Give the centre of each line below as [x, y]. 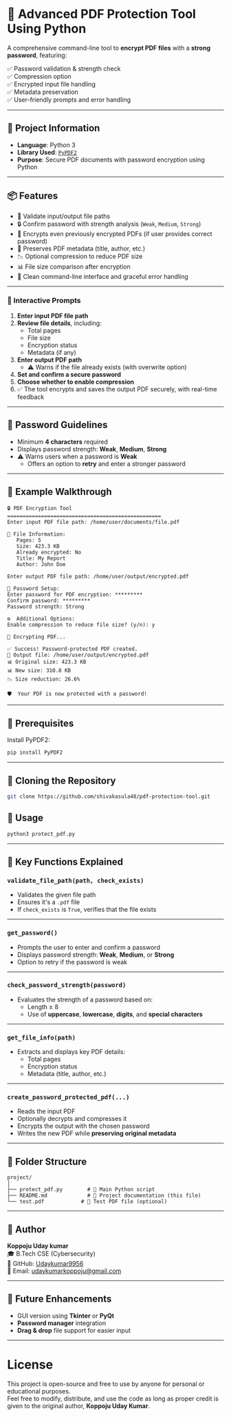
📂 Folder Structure [47, 1161]
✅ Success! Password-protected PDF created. [73, 649]
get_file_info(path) [42, 1037]
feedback [31, 397]
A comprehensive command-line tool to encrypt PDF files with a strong [109, 48]
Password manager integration [62, 1323]
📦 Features [33, 196]
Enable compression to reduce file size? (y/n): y [81, 625]
